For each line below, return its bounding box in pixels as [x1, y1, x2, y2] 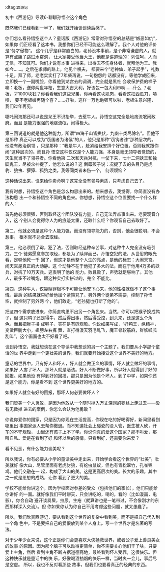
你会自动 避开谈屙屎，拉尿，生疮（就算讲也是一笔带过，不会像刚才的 [15, 497, 155, 503]
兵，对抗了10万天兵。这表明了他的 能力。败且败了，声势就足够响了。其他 [5, 269, 153, 275]
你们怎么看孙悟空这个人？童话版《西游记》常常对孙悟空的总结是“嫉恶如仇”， [5, 36, 160, 41]
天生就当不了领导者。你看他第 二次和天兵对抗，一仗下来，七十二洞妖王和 [5, 155, 153, 161]
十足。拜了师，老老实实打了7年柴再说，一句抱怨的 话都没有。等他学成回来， [5, 73, 160, 78]
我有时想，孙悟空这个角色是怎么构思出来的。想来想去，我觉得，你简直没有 [5, 189, 156, 194]
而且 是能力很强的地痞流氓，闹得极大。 [13, 120, 92, 125]
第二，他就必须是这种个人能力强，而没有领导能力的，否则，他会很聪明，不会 [5, 228, 160, 233]
